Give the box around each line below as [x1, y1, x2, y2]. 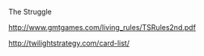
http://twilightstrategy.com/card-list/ [8, 38, 130, 48]
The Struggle [8, 7, 53, 16]
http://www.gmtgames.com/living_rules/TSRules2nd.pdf [8, 23, 197, 32]
